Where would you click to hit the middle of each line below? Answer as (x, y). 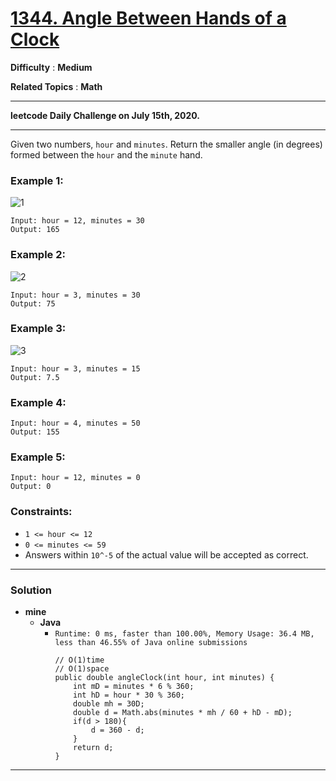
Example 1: (37, 180)
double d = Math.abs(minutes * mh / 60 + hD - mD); (183, 713)
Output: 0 (31, 487)
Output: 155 (35, 432)
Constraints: (41, 512)
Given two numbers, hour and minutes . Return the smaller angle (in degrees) (166, 144)
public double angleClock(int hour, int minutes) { (164, 678)
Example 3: (38, 329)
